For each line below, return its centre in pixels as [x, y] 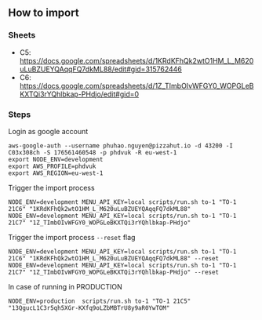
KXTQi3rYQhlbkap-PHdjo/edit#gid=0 [79, 94]
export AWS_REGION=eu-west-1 [56, 173]
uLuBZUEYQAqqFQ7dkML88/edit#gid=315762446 [100, 69]
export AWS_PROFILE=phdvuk [52, 166]
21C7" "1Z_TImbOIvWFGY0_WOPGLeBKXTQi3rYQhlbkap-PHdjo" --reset [114, 272]
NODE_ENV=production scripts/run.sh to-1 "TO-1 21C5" [100, 301]
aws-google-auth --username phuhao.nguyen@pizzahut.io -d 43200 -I [121, 145]
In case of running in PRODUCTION [65, 286]
